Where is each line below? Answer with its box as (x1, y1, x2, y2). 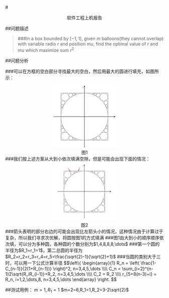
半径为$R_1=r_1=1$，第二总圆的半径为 (5, 247, 83, 254)
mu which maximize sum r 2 (17, 46, 74, 53)
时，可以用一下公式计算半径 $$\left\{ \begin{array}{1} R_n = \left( (5, 260, 140, 266)
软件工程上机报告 (67, 15, 102, 21)
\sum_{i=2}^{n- (122, 266, 154, 272)
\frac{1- (140, 260, 156, 266)
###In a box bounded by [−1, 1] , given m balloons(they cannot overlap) (17, 35, 164, 41)
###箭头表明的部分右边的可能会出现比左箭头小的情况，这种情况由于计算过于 (5, 228, 163, 234)
